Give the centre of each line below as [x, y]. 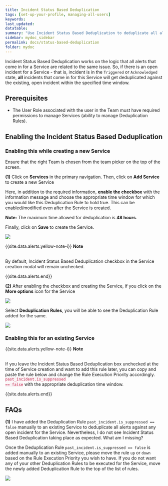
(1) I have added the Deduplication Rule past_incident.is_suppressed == [80, 422]
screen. [13, 167]
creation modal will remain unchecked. [45, 267]
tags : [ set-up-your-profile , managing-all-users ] [58, 15]
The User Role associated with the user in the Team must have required [86, 110]
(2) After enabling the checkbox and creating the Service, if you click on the [83, 286]
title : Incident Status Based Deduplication [52, 10]
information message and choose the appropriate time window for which [80, 197]
